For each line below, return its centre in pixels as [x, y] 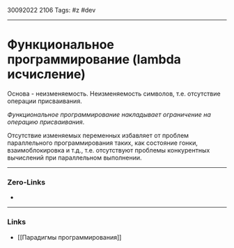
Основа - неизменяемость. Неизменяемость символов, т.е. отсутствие [114, 93]
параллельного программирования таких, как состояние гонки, [103, 143]
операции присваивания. [45, 101]
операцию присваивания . [46, 122]
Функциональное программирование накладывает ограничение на [109, 114]
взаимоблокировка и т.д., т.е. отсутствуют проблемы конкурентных [109, 150]
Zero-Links [26, 182]
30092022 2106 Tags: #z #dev [52, 10]
